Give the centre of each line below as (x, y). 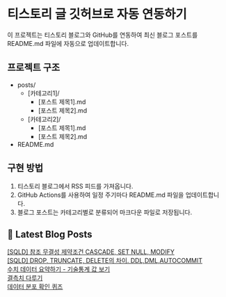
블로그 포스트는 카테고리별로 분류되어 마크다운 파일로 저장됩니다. (105, 212)
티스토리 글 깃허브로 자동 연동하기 (97, 14)
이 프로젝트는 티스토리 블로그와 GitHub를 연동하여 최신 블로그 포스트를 (103, 35)
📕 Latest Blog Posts (50, 234)
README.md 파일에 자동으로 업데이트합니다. (68, 43)
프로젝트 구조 (34, 68)
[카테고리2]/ (44, 119)
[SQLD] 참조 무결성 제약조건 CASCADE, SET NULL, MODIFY (91, 252)
